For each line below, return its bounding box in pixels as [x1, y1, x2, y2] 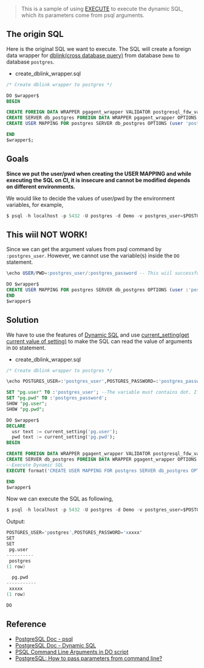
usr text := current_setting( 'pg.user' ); [12, 428, 118, 434]
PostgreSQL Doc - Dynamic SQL [15, 641, 97, 649]
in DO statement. [6, 344, 46, 351]
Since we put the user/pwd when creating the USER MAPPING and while [6, 170, 192, 177]
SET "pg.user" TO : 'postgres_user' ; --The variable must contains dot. [6, 390, 191, 396]
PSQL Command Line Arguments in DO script [15, 648, 129, 655]
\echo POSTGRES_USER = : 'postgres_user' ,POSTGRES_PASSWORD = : [6, 379, 159, 385]
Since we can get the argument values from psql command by [6, 246, 162, 253]
